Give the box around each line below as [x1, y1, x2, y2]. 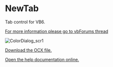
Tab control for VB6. [5, 19, 45, 25]
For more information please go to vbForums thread [5, 28, 108, 34]
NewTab [5, 3, 39, 14]
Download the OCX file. [5, 47, 52, 53]
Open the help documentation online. [5, 56, 79, 62]
